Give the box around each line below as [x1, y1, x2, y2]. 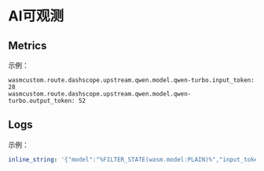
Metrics [8, 38, 47, 52]
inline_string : [8, 155, 58, 163]
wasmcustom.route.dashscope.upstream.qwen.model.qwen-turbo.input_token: [8, 76, 255, 84]
